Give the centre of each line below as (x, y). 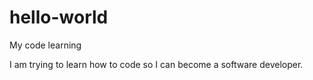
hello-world (59, 17)
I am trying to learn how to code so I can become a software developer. (156, 64)
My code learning (45, 45)
